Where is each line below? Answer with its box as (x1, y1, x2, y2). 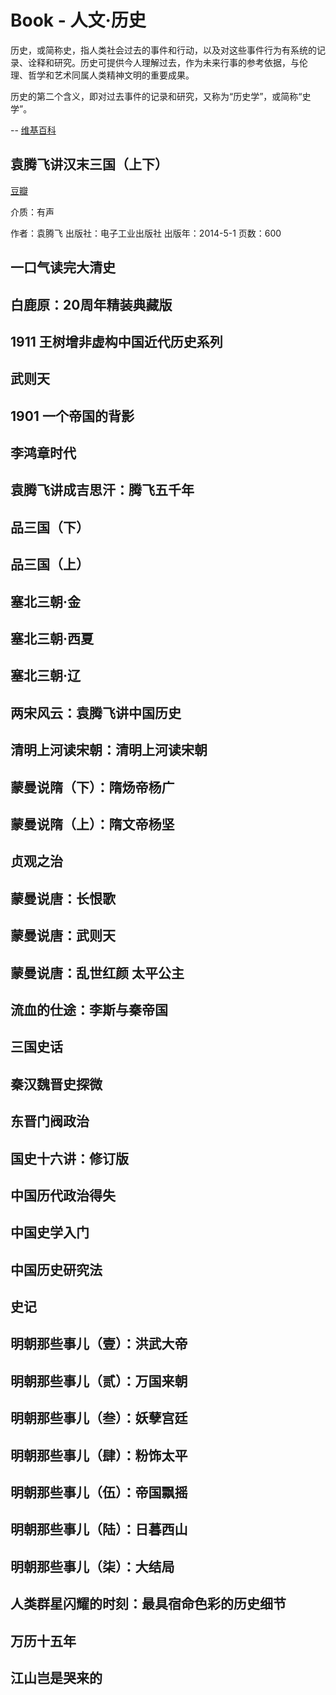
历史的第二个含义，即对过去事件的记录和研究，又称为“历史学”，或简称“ (10, 90, 303, 102)
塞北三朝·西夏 (10, 631, 95, 648)
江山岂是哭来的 (10, 1669, 103, 1686)
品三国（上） (10, 556, 90, 573)
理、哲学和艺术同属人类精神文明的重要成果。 (10, 69, 195, 81)
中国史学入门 (10, 1224, 90, 1241)
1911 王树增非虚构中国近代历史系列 (10, 333, 223, 350)
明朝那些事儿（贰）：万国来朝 (10, 1372, 188, 1390)
